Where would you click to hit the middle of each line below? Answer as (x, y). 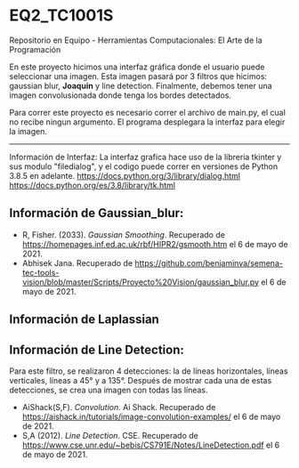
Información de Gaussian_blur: (97, 213)
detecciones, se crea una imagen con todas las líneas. (109, 390)
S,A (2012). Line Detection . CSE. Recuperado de (110, 435)
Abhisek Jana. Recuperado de (77, 262)
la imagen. (28, 131)
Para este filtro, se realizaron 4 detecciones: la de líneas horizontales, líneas (149, 371)
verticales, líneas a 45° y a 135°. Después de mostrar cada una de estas (141, 380)
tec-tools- (40, 272)
